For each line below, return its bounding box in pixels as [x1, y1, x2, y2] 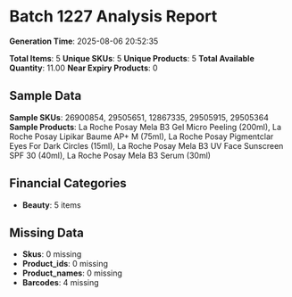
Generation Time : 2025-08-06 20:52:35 [9, 36, 159, 46]
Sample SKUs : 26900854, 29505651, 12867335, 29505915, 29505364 [9, 111, 270, 122]
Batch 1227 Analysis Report [9, 6, 218, 27]
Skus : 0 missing [21, 249, 82, 260]
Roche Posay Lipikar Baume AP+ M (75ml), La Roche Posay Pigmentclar [9, 131, 274, 142]
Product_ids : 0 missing [21, 259, 109, 269]
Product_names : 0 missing [21, 268, 123, 278]
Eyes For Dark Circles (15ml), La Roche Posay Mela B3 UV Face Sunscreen [9, 140, 284, 151]
